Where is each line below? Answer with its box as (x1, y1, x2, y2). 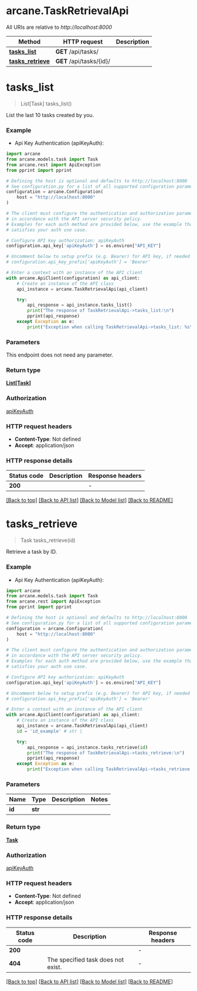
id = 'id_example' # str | (16, 728, 83, 734)
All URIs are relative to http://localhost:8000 (6, 24, 113, 31)
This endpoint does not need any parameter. (6, 351, 113, 358)
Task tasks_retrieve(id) (20, 537, 76, 544)
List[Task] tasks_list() (20, 100, 72, 107)
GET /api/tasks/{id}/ (55, 57, 110, 65)
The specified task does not (46, 955, 124, 963)
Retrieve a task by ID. (6, 548, 57, 556)
